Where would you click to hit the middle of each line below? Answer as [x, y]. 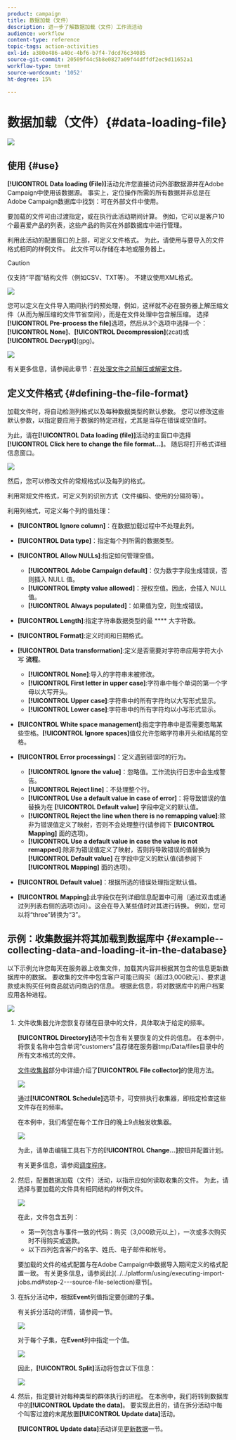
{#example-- [195, 939]
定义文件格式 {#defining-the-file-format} [98, 393]
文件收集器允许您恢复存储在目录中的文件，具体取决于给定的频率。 [113, 1022]
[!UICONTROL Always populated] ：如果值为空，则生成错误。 [117, 605]
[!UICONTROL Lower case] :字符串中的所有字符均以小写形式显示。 [124, 709]
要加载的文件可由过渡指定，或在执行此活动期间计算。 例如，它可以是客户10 [116, 217]
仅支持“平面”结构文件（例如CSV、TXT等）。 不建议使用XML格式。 [102, 278]
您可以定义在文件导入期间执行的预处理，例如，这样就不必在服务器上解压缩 [115, 306]
